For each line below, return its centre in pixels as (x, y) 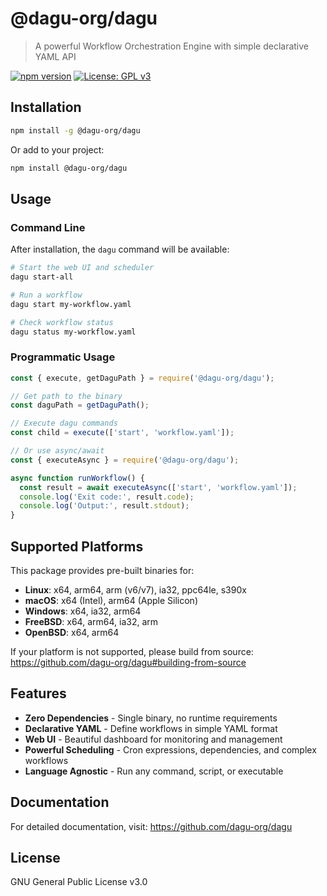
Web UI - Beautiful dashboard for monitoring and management (153, 739)
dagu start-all (42, 277)
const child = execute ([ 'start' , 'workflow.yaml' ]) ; (122, 433)
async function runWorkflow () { (77, 478)
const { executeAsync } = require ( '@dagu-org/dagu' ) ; (125, 460)
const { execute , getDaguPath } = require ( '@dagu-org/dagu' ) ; (142, 378)
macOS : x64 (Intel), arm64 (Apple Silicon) (111, 601)
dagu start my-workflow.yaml (71, 304)
